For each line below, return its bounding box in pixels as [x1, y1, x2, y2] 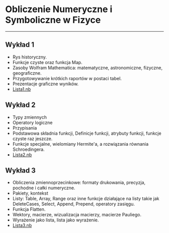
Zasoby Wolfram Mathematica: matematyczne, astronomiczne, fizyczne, [12, 65, 162, 71]
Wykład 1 [5, 40, 34, 49]
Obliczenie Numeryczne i [5, 4, 113, 15]
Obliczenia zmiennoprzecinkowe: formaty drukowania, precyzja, [12, 180, 146, 186]
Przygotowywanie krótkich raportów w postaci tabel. [12, 75, 122, 81]
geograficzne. [12, 70, 42, 76]
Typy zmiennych [12, 114, 47, 120]
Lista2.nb [12, 151, 32, 157]
